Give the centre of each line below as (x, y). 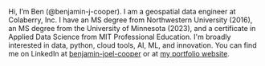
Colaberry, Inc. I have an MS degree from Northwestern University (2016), (130, 20)
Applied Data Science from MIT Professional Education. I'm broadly (120, 37)
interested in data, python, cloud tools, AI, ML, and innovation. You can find (132, 45)
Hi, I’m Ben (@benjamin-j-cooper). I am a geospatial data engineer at (122, 12)
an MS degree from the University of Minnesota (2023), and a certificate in (132, 28)
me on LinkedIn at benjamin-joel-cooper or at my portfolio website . (119, 54)
